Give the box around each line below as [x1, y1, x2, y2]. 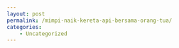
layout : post [6, 10, 45, 18]
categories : [6, 23, 42, 30]
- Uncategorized [19, 30, 68, 37]
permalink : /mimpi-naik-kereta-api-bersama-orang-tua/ [6, 17, 173, 24]
